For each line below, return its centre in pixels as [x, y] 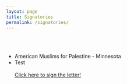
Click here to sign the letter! [48, 75]
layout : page [22, 11]
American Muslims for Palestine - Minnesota [68, 57]
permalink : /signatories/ [37, 22]
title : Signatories [30, 17]
